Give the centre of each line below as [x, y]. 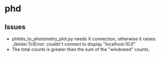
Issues [15, 27]
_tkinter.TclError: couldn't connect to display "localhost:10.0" [74, 44]
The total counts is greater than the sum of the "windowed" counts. [81, 49]
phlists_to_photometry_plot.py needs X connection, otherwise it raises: [84, 39]
